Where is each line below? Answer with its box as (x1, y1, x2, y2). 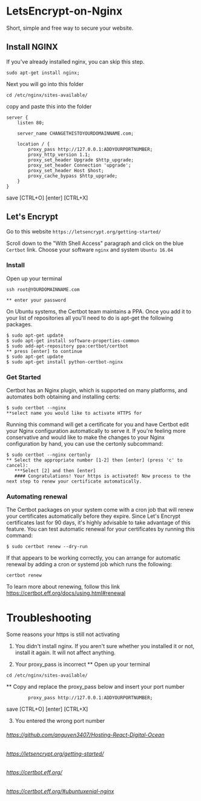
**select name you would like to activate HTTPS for (6, 411, 142, 417)
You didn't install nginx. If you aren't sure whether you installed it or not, (15, 643, 195, 650)
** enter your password (6, 297, 67, 303)
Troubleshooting (6, 611, 92, 625)
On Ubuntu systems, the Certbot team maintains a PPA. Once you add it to (6, 307, 192, 315)
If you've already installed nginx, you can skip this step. (6, 58, 145, 65)
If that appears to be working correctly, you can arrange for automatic (6, 554, 180, 561)
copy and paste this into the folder (6, 102, 92, 110)
